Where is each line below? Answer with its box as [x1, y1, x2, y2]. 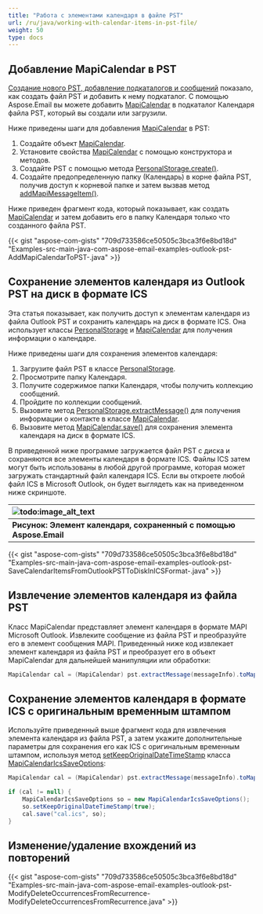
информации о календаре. [8, 333, 97, 342]
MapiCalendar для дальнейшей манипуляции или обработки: [8, 655, 211, 664]
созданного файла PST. [8, 221, 87, 230]
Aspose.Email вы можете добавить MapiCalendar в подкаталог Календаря [8, 100, 255, 110]
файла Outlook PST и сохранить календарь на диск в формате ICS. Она [8, 316, 247, 326]
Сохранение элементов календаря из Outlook [8, 276, 245, 289]
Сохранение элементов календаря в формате [8, 692, 247, 705]
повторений [8, 851, 70, 865]
